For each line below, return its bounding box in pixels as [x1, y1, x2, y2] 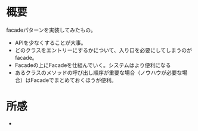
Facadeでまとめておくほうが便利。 [30, 76, 117, 84]
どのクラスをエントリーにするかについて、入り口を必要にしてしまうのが [14, 46, 193, 54]
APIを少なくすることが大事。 [14, 39, 86, 46]
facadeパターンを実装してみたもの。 [6, 26, 97, 33]
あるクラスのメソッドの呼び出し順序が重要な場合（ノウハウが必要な [14, 69, 182, 76]
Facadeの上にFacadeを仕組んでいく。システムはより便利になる [14, 61, 171, 69]
